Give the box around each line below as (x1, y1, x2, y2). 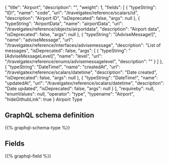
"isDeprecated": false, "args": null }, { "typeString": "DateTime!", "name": (5, 75, 158, 80)
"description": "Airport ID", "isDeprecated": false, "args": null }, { (5, 15, 140, 21)
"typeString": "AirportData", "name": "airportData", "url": (5, 20, 124, 26)
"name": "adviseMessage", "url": (5, 37, 74, 43)
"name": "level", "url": (57, 53, 103, 59)
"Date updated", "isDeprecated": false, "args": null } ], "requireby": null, (5, 86, 155, 91)
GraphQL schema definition (5, 111, 94, 120)
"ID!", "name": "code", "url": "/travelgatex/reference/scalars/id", (5, 10, 139, 16)
